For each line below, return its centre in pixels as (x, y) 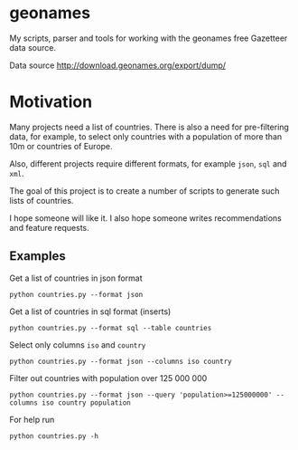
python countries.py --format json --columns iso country (121, 361)
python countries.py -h (54, 436)
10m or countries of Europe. (61, 146)
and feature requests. (50, 227)
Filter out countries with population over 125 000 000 (108, 378)
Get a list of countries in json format (76, 278)
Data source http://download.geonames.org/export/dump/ (118, 65)
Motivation (51, 102)
